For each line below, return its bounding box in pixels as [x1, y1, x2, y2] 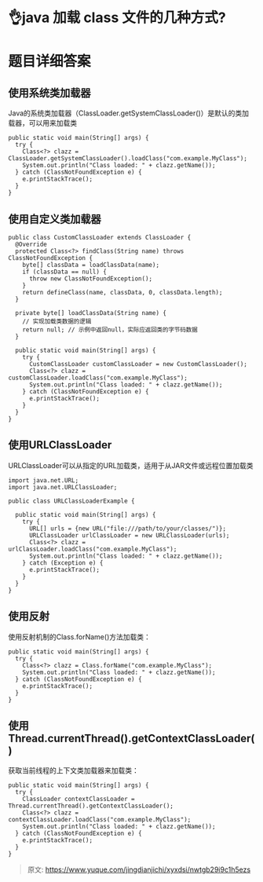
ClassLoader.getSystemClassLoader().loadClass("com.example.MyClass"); [8, 155, 247, 163]
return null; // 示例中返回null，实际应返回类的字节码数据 [22, 326, 198, 334]
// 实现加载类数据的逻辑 [22, 317, 92, 325]
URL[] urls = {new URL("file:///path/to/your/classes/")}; [28, 525, 226, 532]
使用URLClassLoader [8, 438, 112, 452]
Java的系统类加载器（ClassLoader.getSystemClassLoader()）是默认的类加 [8, 108, 250, 118]
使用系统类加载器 [8, 86, 91, 100]
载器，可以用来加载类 [8, 119, 77, 128]
